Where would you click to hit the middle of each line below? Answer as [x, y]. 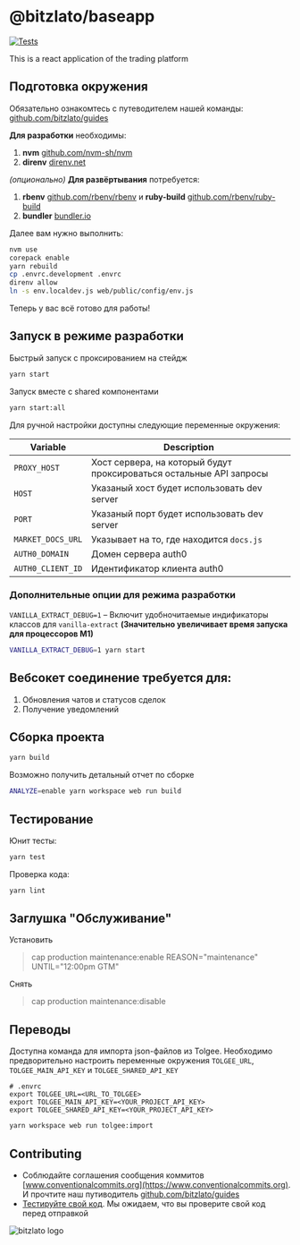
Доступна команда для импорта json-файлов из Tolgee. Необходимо [141, 1051]
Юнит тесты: [33, 840]
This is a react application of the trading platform [99, 58]
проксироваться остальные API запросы [179, 473]
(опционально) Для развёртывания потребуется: [104, 179]
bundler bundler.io [57, 216]
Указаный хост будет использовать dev [176, 488]
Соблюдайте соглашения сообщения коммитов [113, 1175]
